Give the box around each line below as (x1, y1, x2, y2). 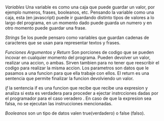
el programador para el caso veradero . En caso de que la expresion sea (5, 95, 152, 101)
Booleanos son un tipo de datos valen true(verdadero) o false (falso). (5, 110, 145, 116)
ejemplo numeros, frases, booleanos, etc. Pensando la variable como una (5, 9, 154, 15)
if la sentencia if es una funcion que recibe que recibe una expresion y (5, 85, 148, 91)
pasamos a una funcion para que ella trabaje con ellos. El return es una (5, 70, 149, 76)
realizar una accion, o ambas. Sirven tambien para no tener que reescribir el (5, 60, 160, 65)
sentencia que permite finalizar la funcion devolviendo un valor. (5, 76, 134, 81)
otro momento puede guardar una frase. (5, 25, 87, 31)
